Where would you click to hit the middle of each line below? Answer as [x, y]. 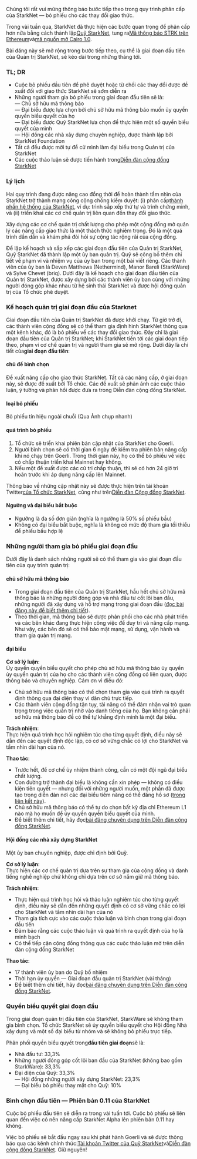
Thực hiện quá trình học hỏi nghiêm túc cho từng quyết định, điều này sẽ [94, 735]
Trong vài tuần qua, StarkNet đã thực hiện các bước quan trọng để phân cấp [98, 27]
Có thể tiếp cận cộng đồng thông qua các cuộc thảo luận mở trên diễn [99, 943]
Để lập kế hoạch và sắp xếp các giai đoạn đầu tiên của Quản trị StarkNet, [94, 248]
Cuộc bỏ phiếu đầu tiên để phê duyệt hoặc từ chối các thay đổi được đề [101, 85]
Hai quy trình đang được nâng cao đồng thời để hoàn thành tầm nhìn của [94, 194]
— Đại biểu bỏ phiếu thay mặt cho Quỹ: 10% [68, 1085]
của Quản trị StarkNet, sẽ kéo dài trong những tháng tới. [74, 57]
